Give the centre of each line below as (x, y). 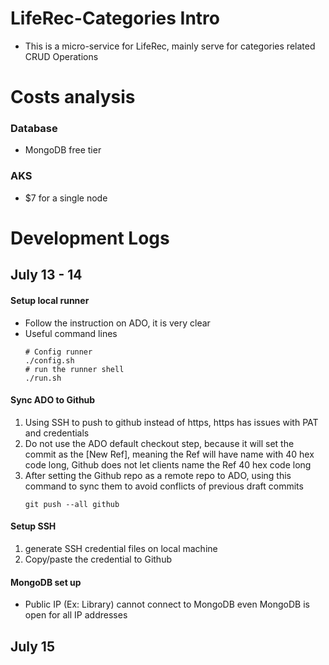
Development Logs (90, 238)
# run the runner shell (74, 369)
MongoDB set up (46, 582)
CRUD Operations (61, 56)
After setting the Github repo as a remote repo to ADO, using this (158, 475)
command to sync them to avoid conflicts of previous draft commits (164, 486)
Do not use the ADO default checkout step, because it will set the (159, 443)
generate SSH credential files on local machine (121, 548)
